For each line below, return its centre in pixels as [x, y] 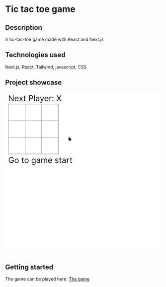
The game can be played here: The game [47, 279]
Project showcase [34, 83]
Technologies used [35, 55]
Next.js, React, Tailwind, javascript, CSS [46, 67]
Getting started [29, 267]
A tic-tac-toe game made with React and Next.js [54, 39]
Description [24, 28]
